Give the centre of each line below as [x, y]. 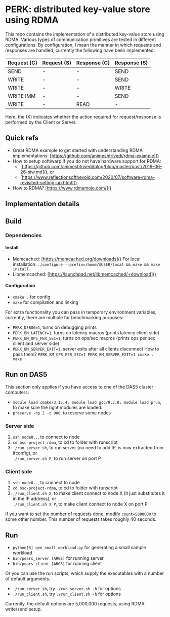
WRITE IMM [22, 96]
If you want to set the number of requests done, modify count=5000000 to [81, 514]
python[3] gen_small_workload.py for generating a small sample [79, 548]
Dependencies [24, 236]
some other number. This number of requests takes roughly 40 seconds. [81, 519]
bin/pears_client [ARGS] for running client [57, 564]
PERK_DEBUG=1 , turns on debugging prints [55, 327]
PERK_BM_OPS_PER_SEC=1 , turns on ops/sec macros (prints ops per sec [84, 338]
